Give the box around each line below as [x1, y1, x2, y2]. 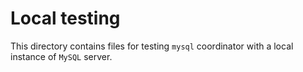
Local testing [10, 7, 121, 30]
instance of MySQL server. [10, 50, 113, 62]
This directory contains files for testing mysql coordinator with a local [10, 40, 294, 52]
